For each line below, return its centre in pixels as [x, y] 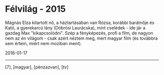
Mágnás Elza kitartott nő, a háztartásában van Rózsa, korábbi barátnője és [80, 23]
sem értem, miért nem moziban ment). [43, 43]
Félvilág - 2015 [35, 9]
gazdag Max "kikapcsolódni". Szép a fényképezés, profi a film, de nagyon [79, 33]
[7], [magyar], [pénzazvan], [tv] [37, 67]
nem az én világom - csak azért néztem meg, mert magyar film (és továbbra [81, 38]
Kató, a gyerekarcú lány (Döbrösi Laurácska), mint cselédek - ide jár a [75, 27]
